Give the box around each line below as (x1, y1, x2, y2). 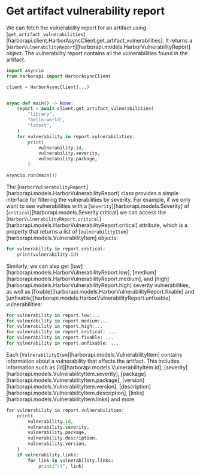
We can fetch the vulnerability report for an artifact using (6, 24, 147, 31)
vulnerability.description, (28, 435, 98, 441)
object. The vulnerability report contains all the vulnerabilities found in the (6, 49, 189, 56)
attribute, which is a (138, 221, 187, 229)
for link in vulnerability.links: (28, 458, 114, 464)
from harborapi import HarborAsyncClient (6, 73, 111, 79)
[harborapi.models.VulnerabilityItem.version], (6, 383, 118, 390)
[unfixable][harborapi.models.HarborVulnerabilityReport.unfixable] (6, 294, 171, 301)
